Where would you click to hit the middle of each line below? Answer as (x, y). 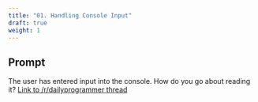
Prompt (27, 62)
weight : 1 (24, 30)
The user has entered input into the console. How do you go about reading (129, 81)
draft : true (28, 23)
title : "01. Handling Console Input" (70, 15)
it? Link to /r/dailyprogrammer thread (68, 90)
